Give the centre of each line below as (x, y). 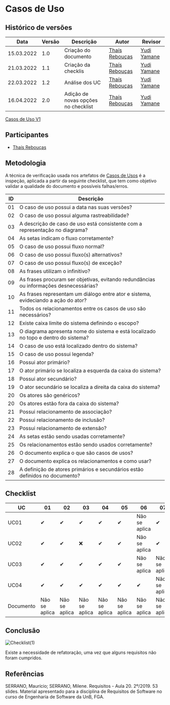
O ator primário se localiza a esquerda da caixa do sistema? (90, 370)
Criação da (77, 65)
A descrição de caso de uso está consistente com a (81, 223)
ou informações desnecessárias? (59, 286)
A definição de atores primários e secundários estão (81, 469)
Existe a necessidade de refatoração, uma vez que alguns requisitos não (81, 653)
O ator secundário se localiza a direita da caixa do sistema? (90, 387)
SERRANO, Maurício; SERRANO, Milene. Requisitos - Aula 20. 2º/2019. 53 (82, 686)
